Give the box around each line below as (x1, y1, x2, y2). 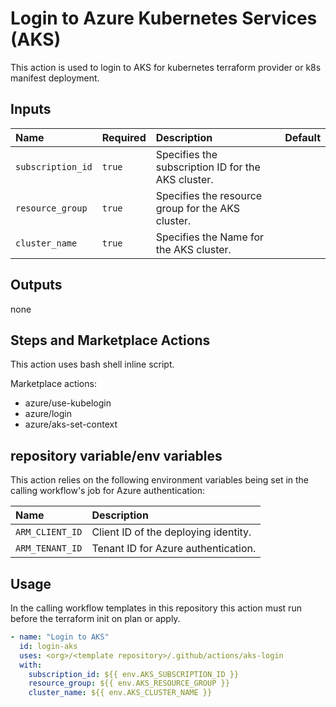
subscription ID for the (155, 160, 261, 174)
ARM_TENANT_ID (15, 543, 83, 554)
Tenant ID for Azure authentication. (91, 542, 257, 556)
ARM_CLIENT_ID (15, 527, 83, 538)
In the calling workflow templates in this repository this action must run (10, 602, 302, 614)
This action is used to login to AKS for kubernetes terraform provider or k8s (10, 61, 322, 73)
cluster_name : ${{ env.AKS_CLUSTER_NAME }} (28, 688, 213, 698)
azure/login (24, 408, 72, 420)
